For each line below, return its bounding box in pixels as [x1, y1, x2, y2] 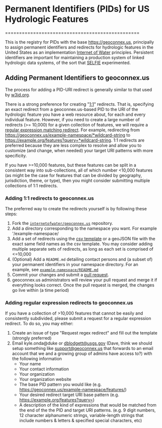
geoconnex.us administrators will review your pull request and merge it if [12, 277, 157, 283]
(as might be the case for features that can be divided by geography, [5, 172, 142, 178]
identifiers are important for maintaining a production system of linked [5, 54, 144, 60]
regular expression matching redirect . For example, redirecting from [5, 127, 140, 133]
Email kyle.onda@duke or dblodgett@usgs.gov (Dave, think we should [12, 340, 152, 346]
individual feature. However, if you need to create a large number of [5, 116, 140, 122]
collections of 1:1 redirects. [5, 183, 58, 189]
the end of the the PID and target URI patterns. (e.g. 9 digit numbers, [19, 407, 156, 413]
